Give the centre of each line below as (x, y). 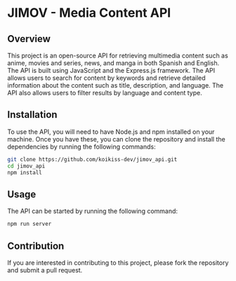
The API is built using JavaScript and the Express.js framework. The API (111, 70)
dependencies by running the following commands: (81, 146)
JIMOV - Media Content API (89, 13)
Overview (29, 39)
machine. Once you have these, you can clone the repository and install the (117, 139)
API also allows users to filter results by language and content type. (105, 93)
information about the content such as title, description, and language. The (115, 85)
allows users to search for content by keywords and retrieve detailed (106, 78)
